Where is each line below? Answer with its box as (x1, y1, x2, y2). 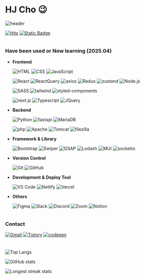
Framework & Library (12, 136, 57, 141)
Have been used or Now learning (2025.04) (5, 48, 112, 55)
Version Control (12, 155, 46, 161)
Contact (5, 220, 25, 227)
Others (12, 193, 27, 200)
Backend (12, 107, 31, 113)
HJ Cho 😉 (5, 4, 48, 15)
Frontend (12, 59, 32, 65)
